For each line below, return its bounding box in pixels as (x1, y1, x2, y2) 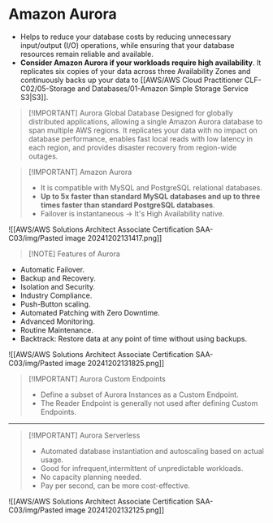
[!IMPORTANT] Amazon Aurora (28, 167, 132, 177)
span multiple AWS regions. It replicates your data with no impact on (28, 125, 258, 135)
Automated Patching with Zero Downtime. (19, 307, 160, 317)
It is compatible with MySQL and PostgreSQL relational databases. (40, 182, 262, 192)
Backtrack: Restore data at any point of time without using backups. (19, 333, 248, 343)
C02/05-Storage (19, 83, 76, 94)
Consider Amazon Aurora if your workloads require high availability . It (19, 58, 262, 68)
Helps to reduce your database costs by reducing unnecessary (19, 32, 232, 41)
